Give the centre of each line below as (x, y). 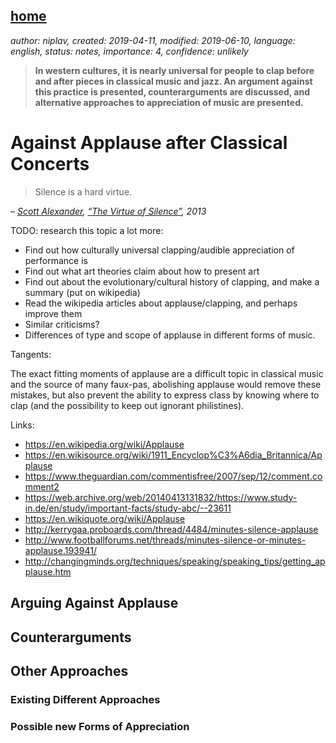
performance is (56, 260)
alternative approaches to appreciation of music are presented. (169, 102)
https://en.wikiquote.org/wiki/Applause (105, 518)
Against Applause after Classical (149, 143)
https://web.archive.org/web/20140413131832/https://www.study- (161, 497)
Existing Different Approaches (85, 699)
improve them (53, 313)
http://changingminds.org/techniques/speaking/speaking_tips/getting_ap (175, 561)
